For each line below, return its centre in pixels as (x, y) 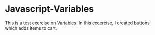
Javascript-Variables (49, 9)
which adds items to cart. (31, 28)
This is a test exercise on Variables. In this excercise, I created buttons (77, 23)
